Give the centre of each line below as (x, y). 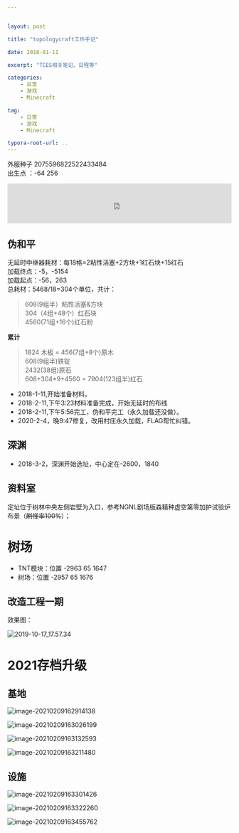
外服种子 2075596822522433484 (57, 164)
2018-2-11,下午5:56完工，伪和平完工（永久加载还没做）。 (100, 412)
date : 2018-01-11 (33, 52)
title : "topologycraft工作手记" (53, 39)
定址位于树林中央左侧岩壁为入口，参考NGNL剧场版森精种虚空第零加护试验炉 (119, 506)
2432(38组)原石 (48, 370)
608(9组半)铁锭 (47, 361)
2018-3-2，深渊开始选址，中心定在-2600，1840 (88, 464)
